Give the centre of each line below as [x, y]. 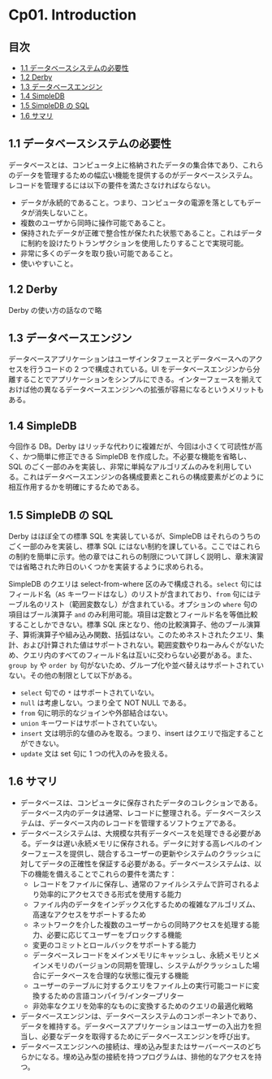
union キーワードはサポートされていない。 [91, 723]
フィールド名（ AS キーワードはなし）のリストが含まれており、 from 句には [131, 594]
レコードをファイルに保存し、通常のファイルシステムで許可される [142, 884]
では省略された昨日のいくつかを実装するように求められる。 [108, 567]
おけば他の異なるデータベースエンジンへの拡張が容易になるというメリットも [136, 390]
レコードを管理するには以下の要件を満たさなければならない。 [112, 185]
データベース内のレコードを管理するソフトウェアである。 [145, 823]
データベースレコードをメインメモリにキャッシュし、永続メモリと [142, 955]
